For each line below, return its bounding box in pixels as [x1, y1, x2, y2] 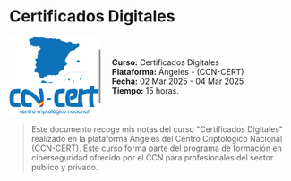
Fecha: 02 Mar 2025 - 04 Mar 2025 [111, 76, 244, 86]
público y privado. [30, 162, 98, 173]
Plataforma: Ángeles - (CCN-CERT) [111, 67, 244, 78]
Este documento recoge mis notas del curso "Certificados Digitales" [30, 124, 284, 135]
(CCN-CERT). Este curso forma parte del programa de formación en [30, 143, 282, 153]
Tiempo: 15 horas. [111, 86, 179, 96]
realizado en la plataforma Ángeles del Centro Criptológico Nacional [30, 134, 283, 144]
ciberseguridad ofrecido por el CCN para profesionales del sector [30, 152, 274, 163]
